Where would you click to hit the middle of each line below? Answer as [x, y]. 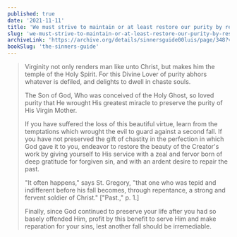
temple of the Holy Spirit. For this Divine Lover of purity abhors [116, 74]
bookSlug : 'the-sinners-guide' [53, 47]
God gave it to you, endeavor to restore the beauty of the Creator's [122, 146]
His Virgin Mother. [51, 110]
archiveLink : [26, 40]
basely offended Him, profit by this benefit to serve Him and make [120, 219]
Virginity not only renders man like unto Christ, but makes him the [120, 67]
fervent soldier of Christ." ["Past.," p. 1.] [82, 197]
